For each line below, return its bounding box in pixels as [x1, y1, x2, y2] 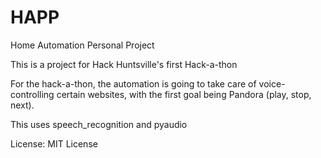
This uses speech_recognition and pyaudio [10, 118, 188, 130]
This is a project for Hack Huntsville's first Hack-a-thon [10, 58, 238, 70]
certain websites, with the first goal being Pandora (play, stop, [56, 88, 312, 100]
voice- [258, 77, 286, 90]
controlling [10, 88, 55, 100]
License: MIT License [10, 137, 98, 150]
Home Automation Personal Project [10, 39, 155, 51]
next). [10, 99, 35, 111]
